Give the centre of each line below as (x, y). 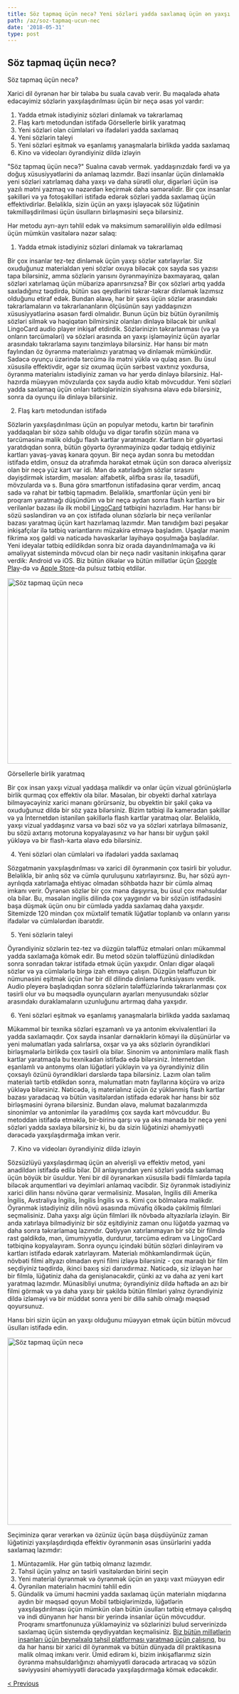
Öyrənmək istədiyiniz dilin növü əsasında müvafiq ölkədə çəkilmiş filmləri (114, 1208)
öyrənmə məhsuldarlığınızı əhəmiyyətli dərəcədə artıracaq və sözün (117, 1662)
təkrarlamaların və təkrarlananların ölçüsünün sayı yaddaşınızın (100, 306)
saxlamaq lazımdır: (35, 1550)
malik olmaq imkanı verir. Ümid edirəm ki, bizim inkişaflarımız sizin (114, 1655)
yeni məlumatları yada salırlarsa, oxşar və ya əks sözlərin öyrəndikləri (109, 1044)
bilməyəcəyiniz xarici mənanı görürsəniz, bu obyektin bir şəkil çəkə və (110, 803)
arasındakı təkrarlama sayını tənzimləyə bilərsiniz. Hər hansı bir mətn (108, 344)
